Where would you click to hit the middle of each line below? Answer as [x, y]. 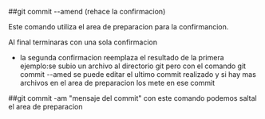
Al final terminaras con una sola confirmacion [83, 42]
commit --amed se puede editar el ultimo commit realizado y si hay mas [138, 74]
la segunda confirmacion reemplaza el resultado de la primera [122, 58]
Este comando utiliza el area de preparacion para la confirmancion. [119, 27]
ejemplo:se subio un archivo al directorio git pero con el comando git [132, 66]
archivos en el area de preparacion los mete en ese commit [117, 83]
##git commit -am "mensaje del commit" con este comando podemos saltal [132, 98]
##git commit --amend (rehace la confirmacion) [87, 12]
